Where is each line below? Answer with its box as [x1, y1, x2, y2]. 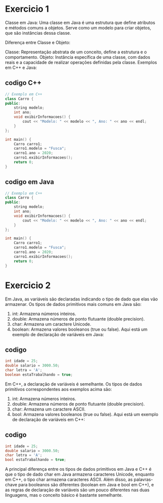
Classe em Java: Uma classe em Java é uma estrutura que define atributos [5, 20, 156, 25]
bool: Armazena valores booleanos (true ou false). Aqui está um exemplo [12, 411, 159, 417]
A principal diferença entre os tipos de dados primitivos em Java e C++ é [5, 466, 152, 472]
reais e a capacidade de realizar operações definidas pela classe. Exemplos [5, 59, 157, 65]
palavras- [133, 477, 153, 482]
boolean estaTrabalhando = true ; [5, 372, 73, 377]
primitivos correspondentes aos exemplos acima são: [5, 386, 112, 392]
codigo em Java [5, 178, 54, 186]
